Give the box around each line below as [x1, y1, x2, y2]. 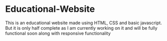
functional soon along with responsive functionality [5, 30, 111, 36]
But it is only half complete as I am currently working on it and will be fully [5, 25, 158, 31]
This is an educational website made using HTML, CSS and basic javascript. [5, 20, 162, 26]
